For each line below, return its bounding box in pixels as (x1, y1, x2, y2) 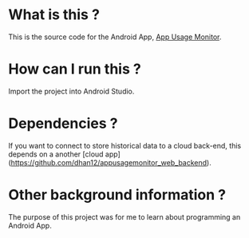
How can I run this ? (8, 60, 141, 78)
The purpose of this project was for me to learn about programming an (8, 212, 241, 221)
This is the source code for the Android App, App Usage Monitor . (8, 32, 222, 42)
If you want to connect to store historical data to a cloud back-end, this (8, 141, 242, 150)
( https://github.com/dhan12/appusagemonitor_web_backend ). (8, 157, 211, 167)
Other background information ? (8, 186, 226, 204)
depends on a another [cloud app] (8, 149, 121, 159)
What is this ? (8, 6, 100, 24)
